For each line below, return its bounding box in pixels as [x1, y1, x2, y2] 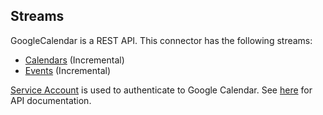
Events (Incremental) [24, 64, 112, 76]
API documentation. [10, 94, 92, 106]
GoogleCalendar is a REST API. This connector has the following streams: [10, 34, 313, 46]
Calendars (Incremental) [24, 54, 125, 66]
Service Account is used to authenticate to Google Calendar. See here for [10, 84, 313, 96]
